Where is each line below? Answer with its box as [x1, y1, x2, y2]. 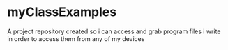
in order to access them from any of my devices [7, 34, 145, 42]
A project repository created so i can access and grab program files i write [7, 27, 221, 35]
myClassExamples [7, 4, 117, 20]
